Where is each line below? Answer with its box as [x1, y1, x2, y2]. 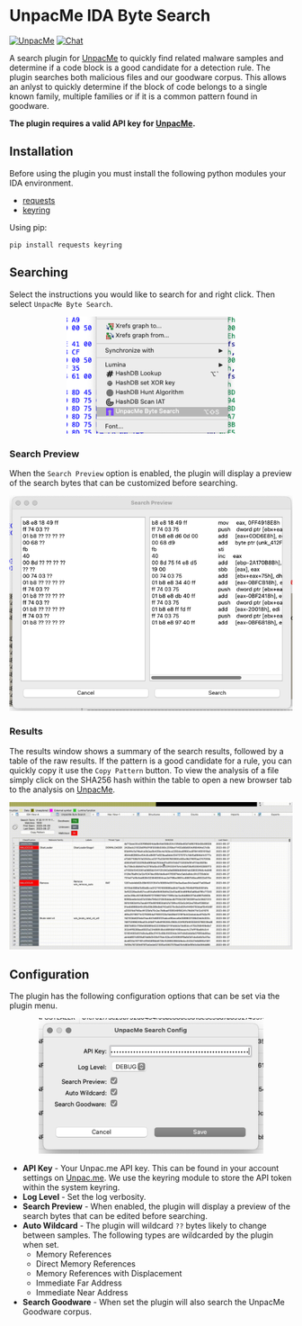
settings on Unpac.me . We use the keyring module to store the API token [22, 1172, 292, 1183]
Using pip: [9, 221, 48, 232]
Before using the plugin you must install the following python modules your [9, 167, 287, 178]
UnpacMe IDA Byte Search [9, 5, 211, 26]
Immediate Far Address [35, 1277, 123, 1288]
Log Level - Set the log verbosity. [22, 1191, 147, 1202]
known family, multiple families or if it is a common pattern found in [9, 91, 258, 102]
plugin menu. [9, 1000, 58, 1011]
